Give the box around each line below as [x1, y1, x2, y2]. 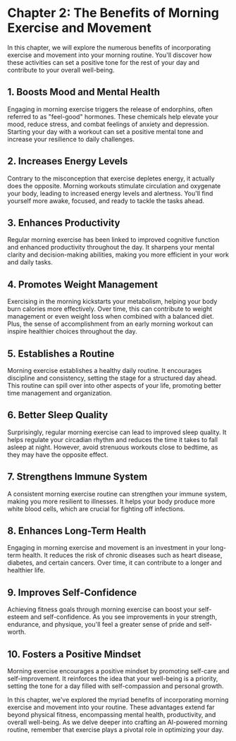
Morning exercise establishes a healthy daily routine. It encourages [7, 367, 202, 374]
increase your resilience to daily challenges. [7, 135, 135, 143]
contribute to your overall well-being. [7, 66, 115, 74]
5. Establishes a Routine [7, 348, 115, 360]
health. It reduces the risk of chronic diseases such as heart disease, [22, 551, 223, 560]
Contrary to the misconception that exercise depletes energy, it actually [7, 174, 215, 183]
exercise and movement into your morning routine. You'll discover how [7, 51, 213, 59]
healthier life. [7, 566, 46, 575]
